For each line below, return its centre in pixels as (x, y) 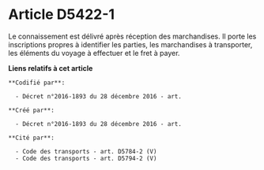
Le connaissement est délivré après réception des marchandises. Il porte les (132, 36)
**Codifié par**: (37, 83)
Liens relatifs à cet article (51, 68)
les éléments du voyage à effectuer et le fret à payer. (94, 53)
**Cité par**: (32, 138)
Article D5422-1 (62, 15)
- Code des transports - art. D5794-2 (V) (86, 158)
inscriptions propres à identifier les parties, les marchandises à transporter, (130, 44)
